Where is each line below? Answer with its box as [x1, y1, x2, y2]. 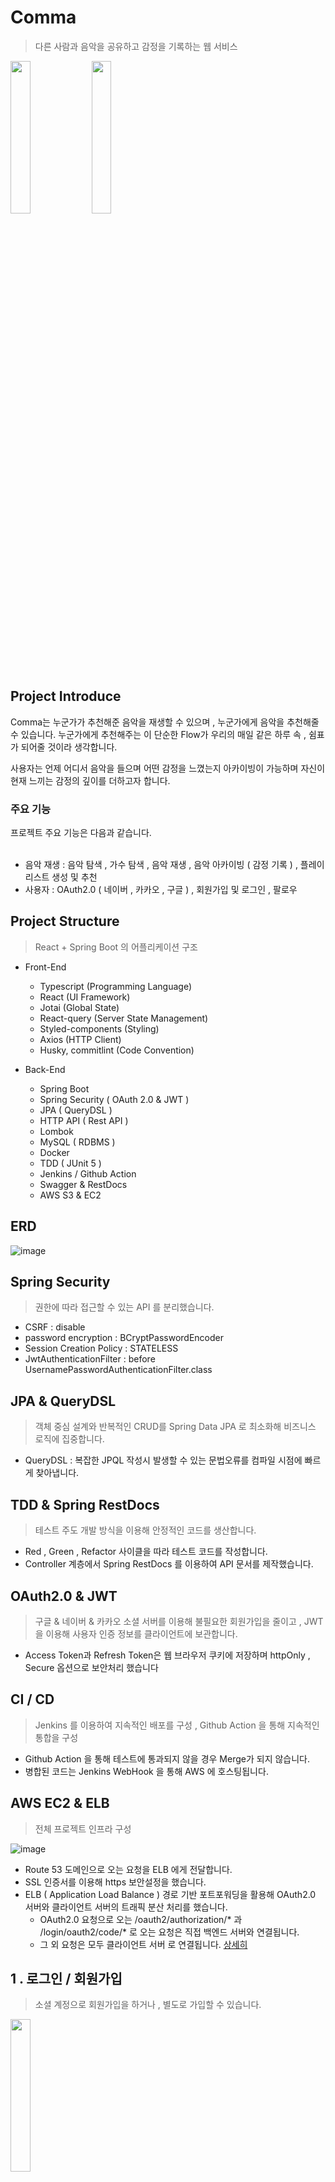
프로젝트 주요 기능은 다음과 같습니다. [10, 827, 152, 839]
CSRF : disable [24, 1321, 86, 1333]
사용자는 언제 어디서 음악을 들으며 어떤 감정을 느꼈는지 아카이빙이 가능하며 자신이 [10, 762, 326, 774]
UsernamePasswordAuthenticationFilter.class [24, 1364, 213, 1376]
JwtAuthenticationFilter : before [24, 1353, 156, 1365]
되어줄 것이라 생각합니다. [20, 741, 118, 753]
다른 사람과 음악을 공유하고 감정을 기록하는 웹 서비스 [34, 40, 238, 52]
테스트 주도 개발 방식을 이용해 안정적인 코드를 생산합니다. [34, 1524, 257, 1536]
